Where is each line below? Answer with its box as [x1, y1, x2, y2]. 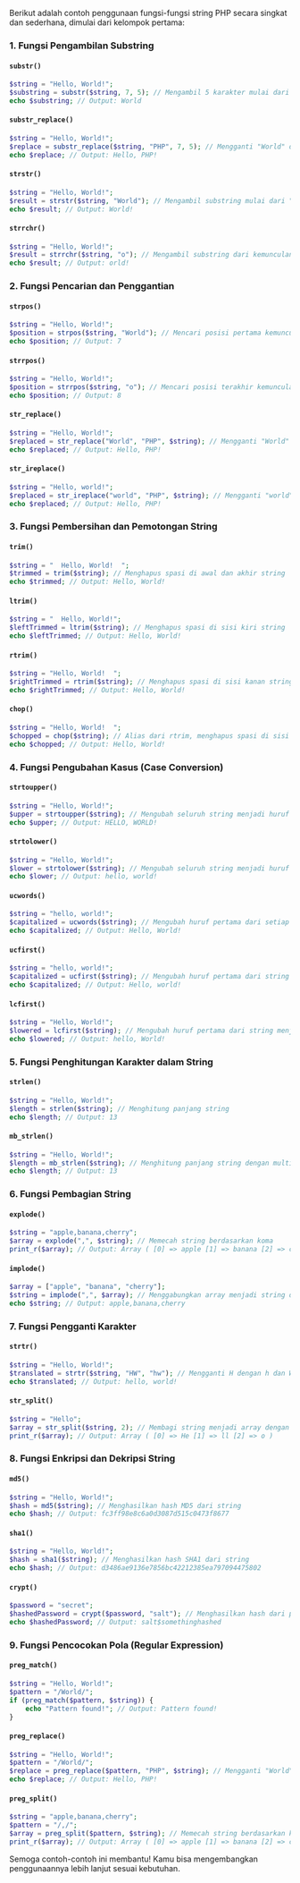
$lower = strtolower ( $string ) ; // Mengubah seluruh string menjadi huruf [9, 863, 290, 873]
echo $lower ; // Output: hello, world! [9, 872, 158, 881]
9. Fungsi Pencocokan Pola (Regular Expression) [9, 1639, 224, 1651]
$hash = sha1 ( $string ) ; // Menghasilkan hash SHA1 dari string [9, 1556, 250, 1565]
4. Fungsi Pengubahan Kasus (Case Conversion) [9, 760, 224, 773]
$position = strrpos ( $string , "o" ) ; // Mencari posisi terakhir [9, 383, 254, 392]
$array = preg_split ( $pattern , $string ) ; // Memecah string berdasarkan [9, 1829, 286, 1838]
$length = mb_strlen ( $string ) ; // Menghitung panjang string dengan [9, 1158, 270, 1167]
